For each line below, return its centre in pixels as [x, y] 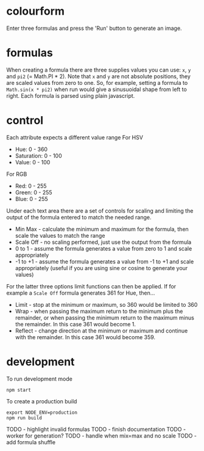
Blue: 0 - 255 [32, 199]
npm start [19, 390]
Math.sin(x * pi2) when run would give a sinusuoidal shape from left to [97, 89]
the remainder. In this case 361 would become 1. [75, 324]
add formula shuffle [31, 442]
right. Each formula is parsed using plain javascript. [71, 95]
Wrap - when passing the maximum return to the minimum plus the [99, 311]
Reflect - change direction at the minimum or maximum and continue [101, 331]
